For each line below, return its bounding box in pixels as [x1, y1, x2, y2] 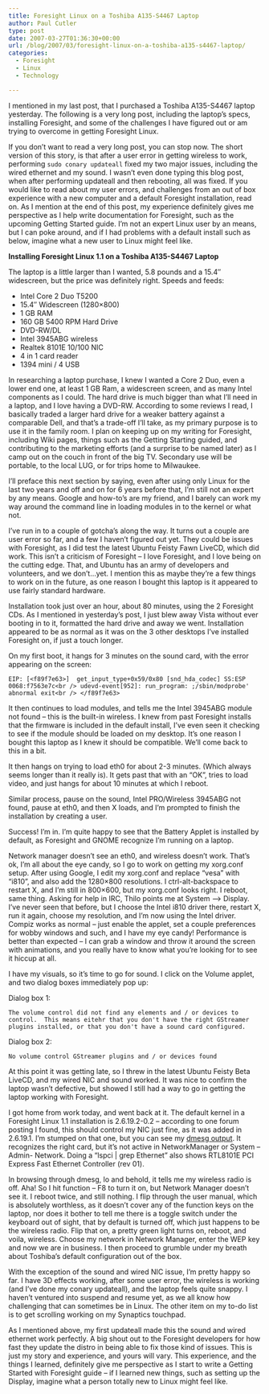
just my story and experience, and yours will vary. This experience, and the [8, 1351, 257, 1360]
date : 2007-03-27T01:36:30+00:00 [8, 34, 120, 43]
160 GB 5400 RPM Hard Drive [19, 317, 119, 326]
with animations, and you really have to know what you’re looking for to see [8, 945, 258, 954]
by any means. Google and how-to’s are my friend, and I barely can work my [8, 493, 261, 502]
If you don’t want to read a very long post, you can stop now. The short [8, 141, 243, 151]
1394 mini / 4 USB [19, 359, 80, 369]
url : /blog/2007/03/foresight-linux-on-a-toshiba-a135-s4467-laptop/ [8, 42, 247, 50]
